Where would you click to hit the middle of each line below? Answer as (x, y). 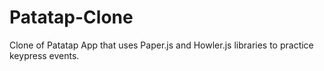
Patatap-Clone (71, 17)
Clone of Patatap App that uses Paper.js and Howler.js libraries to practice (161, 45)
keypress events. (44, 55)
